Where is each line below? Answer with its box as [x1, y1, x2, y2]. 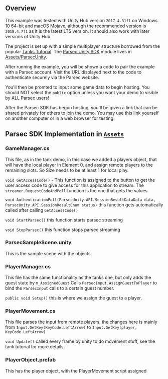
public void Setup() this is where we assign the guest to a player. [5, 295, 142, 301]
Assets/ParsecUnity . [5, 54, 48, 60]
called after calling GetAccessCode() [5, 207, 79, 213]
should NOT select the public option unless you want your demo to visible [5, 89, 158, 95]
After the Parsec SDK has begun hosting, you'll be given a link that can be [5, 104, 158, 110]
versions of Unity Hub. [5, 33, 52, 39]
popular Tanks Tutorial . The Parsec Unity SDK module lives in [5, 48, 132, 54]
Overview [5, 4, 37, 13]
